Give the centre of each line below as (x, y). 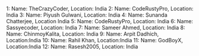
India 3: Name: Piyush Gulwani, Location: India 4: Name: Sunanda (87, 15)
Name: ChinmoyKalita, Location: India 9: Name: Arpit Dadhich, (83, 34)
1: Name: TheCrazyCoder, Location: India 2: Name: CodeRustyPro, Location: (100, 9)
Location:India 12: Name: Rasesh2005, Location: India (72, 46)
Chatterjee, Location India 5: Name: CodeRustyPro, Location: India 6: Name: (99, 21)
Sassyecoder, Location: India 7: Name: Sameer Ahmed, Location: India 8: (96, 27)
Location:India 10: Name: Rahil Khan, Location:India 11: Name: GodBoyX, (95, 40)
